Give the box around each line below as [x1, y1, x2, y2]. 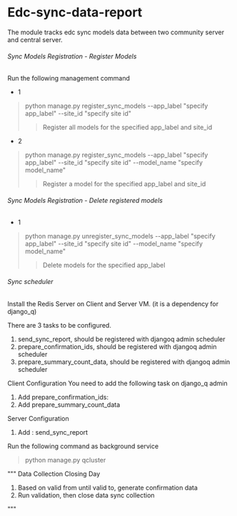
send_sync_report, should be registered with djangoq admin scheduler [17, 335, 226, 343]
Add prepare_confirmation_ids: [17, 393, 109, 401]
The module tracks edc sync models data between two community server [7, 28, 225, 36]
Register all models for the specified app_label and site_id [42, 123, 213, 132]
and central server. [7, 35, 63, 44]
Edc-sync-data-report [7, 4, 143, 21]
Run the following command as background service [7, 442, 159, 450]
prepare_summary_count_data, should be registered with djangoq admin [17, 358, 231, 366]
